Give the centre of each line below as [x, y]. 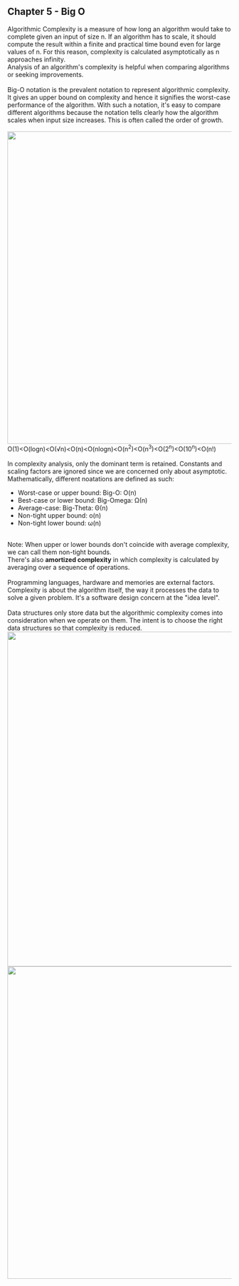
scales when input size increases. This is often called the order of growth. [116, 120]
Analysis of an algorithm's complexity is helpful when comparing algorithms [118, 66]
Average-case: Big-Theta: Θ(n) [63, 508]
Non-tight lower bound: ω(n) [59, 523]
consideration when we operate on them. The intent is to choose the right [115, 621]
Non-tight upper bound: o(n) [59, 516]
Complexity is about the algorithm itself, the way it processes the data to [113, 590]
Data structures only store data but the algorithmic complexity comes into [115, 613]
